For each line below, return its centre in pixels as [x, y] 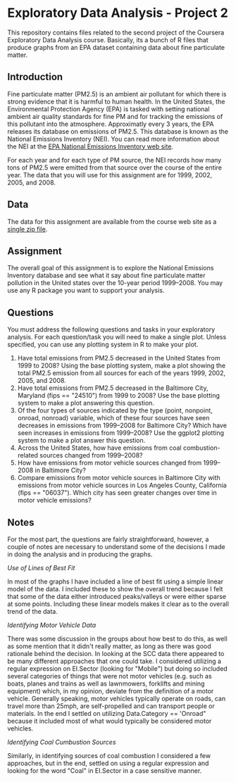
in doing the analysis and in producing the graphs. [80, 554]
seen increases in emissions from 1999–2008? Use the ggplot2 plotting [120, 433]
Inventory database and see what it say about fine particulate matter [106, 275]
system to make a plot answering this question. [86, 403]
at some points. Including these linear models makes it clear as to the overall [118, 604]
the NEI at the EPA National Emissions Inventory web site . [91, 146]
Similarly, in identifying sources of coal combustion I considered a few [109, 756]
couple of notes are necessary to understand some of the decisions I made [116, 547]
